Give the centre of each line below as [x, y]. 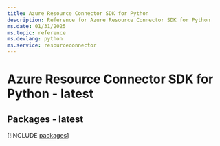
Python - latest [51, 94]
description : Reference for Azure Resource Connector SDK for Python [109, 20]
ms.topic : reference [37, 33]
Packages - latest [45, 119]
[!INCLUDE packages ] [38, 135]
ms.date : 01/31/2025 [37, 26]
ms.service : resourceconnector [52, 45]
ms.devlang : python [35, 39]
